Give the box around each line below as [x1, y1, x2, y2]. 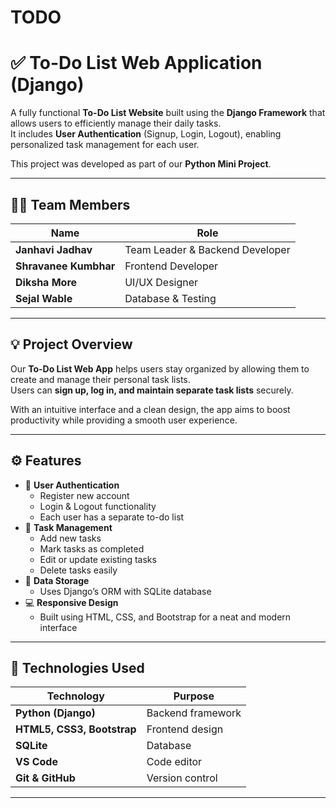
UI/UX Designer [124, 275, 199, 289]
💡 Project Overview [10, 336, 133, 353]
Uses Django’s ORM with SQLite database [39, 585, 212, 597]
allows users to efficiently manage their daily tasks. [10, 117, 222, 130]
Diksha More [15, 275, 78, 289]
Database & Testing [124, 291, 217, 305]
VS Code [15, 755, 58, 769]
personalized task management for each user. [10, 139, 200, 151]
